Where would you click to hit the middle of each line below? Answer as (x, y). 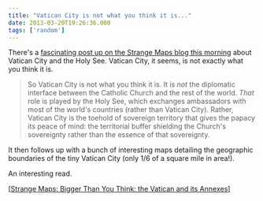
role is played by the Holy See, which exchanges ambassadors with (137, 101)
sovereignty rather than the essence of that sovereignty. (119, 135)
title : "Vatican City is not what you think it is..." (100, 15)
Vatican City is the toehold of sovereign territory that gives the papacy (141, 118)
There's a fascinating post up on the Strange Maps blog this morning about (130, 53)
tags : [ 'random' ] (37, 30)
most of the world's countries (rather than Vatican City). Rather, (130, 110)
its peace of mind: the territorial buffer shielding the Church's (127, 126)
